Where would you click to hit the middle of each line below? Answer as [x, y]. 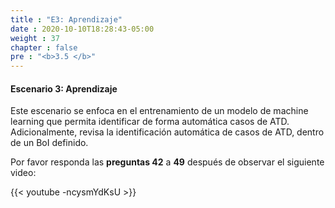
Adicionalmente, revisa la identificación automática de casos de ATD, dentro [167, 132]
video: [23, 173]
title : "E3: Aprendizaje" [66, 19]
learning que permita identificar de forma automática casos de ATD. [150, 122]
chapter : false [44, 47]
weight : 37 [35, 38]
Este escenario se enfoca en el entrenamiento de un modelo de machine [159, 111]
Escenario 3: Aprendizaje [64, 88]
